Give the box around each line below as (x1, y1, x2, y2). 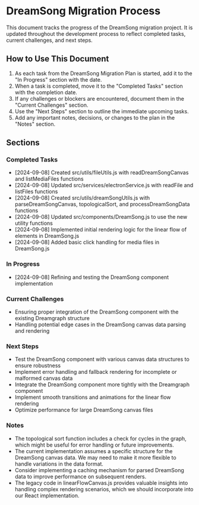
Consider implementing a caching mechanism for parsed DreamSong (14, 466, 184, 473)
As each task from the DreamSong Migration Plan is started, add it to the (14, 70, 192, 77)
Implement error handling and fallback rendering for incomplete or (14, 368, 177, 376)
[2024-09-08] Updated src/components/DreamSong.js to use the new (14, 213, 188, 221)
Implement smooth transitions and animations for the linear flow (14, 394, 171, 401)
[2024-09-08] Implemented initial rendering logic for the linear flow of (14, 226, 187, 233)
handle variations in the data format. (14, 460, 104, 467)
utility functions (14, 219, 53, 227)
